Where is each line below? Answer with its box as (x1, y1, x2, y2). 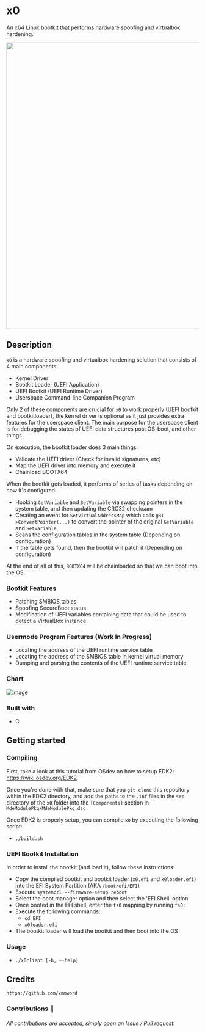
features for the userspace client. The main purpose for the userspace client (6, 418, 198, 426)
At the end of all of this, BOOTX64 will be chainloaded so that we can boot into (6, 562, 198, 569)
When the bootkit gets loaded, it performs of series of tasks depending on (6, 480, 193, 487)
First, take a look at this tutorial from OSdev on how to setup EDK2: (6, 767, 174, 775)
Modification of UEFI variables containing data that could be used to (15, 611, 187, 618)
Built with (6, 704, 35, 712)
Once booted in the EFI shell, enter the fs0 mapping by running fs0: (15, 901, 186, 908)
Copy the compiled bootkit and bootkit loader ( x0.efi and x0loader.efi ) (15, 875, 196, 883)
